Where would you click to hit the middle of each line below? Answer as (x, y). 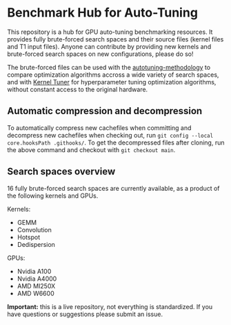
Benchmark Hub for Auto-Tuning (103, 13)
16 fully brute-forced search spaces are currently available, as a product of (113, 188)
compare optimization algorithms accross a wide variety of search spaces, (113, 75)
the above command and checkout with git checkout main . (91, 149)
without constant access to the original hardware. (78, 89)
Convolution (34, 230)
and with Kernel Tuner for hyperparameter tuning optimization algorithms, (112, 82)
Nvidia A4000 (37, 279)
